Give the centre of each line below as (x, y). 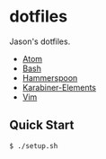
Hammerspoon (50, 77)
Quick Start (42, 125)
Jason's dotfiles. (40, 41)
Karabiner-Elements (59, 87)
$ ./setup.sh (34, 146)
